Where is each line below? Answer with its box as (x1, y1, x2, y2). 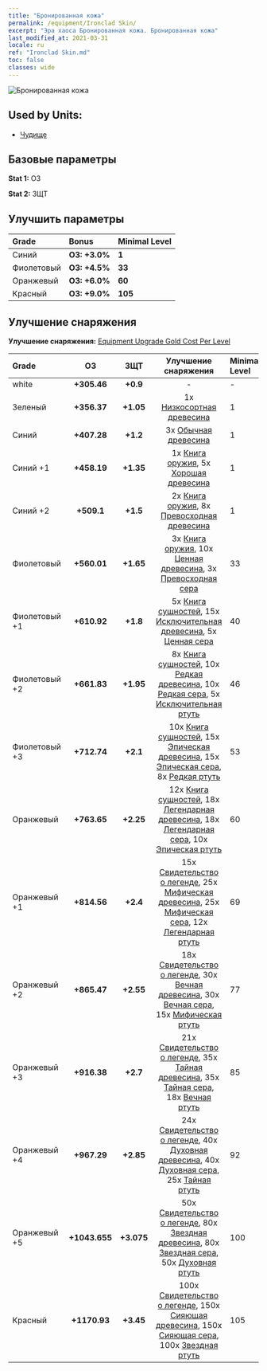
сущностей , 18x (157, 794, 220, 805)
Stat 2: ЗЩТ (8, 189, 48, 199)
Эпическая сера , (156, 762, 222, 772)
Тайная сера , (164, 1082, 215, 1092)
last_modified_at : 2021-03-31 (8, 33, 109, 42)
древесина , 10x (158, 679, 220, 689)
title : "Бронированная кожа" (8, 11, 105, 20)
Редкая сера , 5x (157, 688, 221, 699)
